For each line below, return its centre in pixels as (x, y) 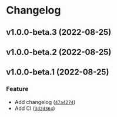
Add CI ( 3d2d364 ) (35, 108)
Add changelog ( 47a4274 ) (45, 102)
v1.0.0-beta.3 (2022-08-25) (59, 32)
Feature (17, 89)
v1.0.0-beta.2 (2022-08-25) (59, 52)
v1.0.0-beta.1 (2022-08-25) (58, 72)
